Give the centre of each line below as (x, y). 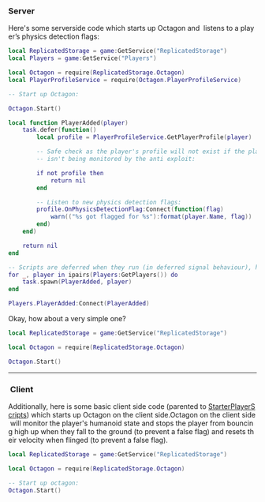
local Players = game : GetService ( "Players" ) (82, 58)
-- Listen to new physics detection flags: (109, 202)
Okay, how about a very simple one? (67, 319)
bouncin (240, 423)
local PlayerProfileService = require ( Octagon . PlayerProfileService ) (125, 80)
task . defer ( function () (60, 130)
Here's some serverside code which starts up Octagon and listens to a (123, 28)
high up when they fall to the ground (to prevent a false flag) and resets (130, 431)
